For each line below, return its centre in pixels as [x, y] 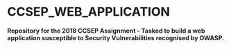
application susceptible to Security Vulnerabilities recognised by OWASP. [115, 37]
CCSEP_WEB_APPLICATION [88, 12]
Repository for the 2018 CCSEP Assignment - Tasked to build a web [106, 31]
